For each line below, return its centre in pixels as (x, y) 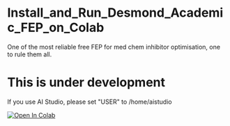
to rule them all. (30, 54)
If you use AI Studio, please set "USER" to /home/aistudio (90, 102)
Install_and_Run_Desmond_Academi (115, 13)
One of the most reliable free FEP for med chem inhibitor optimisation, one (114, 47)
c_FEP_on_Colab (56, 27)
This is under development (86, 82)
